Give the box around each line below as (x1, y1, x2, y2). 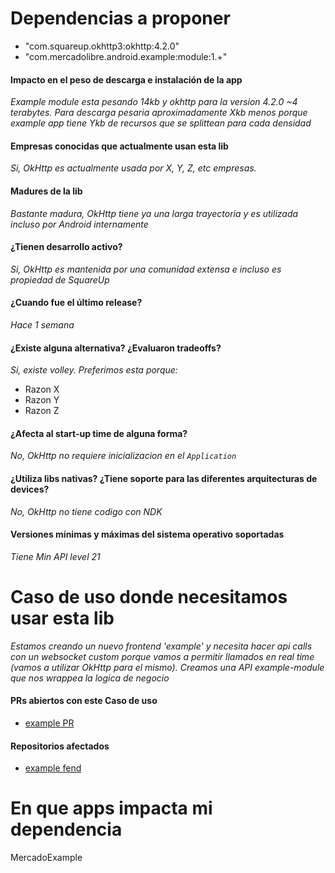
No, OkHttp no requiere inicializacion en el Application (10, 450, 237, 462)
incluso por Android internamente (10, 218, 149, 230)
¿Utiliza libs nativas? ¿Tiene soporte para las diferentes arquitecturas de (10, 472, 318, 484)
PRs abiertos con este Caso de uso (10, 695, 158, 707)
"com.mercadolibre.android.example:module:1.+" (24, 50, 228, 62)
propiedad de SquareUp (10, 273, 110, 286)
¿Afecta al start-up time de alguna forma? (10, 427, 188, 439)
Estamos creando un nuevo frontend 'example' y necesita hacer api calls (10, 640, 313, 652)
